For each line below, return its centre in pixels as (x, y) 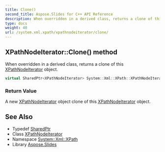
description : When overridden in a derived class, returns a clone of (79, 19)
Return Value (21, 91)
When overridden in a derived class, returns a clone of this (64, 64)
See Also (19, 117)
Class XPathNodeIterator (37, 134)
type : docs (16, 23)
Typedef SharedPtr (31, 128)
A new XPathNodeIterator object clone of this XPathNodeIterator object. (78, 101)
